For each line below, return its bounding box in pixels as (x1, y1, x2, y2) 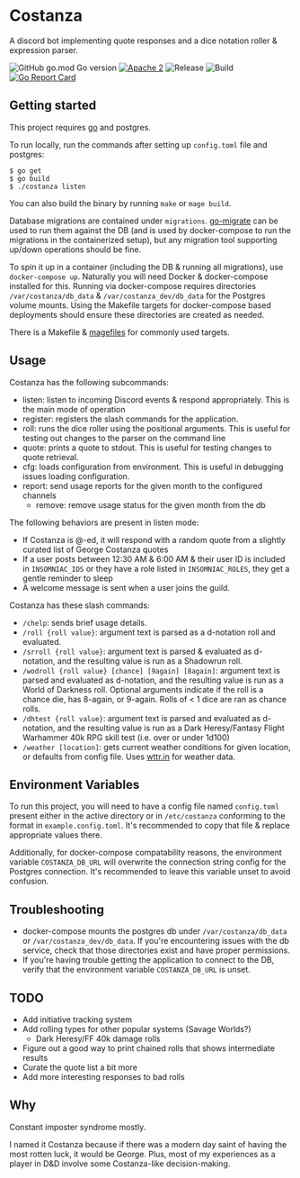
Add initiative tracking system (22, 1014, 133, 1025)
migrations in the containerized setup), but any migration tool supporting (9, 234, 278, 245)
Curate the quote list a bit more (22, 1062, 137, 1073)
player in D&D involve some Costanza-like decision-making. (9, 1158, 231, 1169)
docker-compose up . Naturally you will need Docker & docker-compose (9, 271, 269, 282)
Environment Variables (9, 776, 140, 793)
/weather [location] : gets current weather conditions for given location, (22, 741, 292, 752)
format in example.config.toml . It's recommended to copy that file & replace (9, 820, 290, 831)
